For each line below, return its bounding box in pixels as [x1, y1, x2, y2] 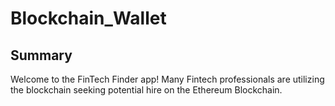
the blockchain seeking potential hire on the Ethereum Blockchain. [10, 84, 283, 96]
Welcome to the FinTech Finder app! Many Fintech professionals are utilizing [10, 73, 325, 85]
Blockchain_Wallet [10, 7, 167, 30]
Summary [10, 47, 73, 64]
